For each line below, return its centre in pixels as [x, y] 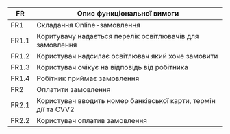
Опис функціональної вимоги [128, 13]
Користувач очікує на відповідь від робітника [112, 67]
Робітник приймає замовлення [88, 78]
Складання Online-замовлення [88, 25]
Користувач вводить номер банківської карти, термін [126, 101]
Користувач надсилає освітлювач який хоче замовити [127, 56]
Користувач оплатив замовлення [92, 121]
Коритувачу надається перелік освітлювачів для [118, 36]
